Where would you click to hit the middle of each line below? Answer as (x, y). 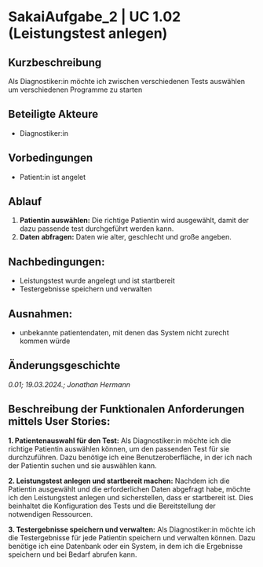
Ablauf (25, 201)
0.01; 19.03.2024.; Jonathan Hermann (69, 384)
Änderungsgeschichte (64, 366)
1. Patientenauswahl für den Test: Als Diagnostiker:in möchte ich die (120, 441)
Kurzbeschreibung (55, 62)
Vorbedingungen (51, 158)
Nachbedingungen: (57, 262)
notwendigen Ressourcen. (50, 514)
